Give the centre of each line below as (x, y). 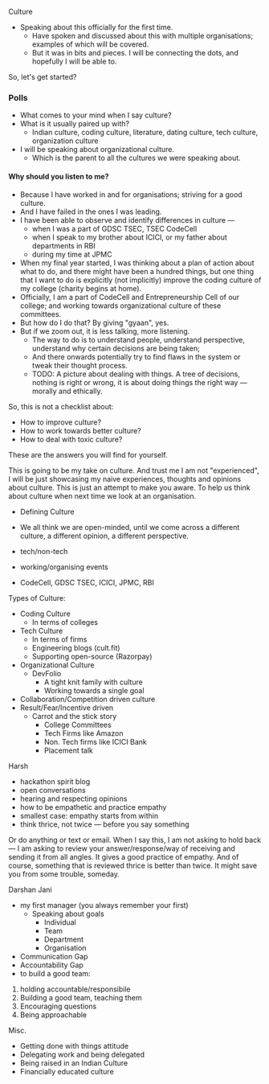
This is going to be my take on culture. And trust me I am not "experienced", (134, 470)
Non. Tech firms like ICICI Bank (95, 741)
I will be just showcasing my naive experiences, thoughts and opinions (125, 478)
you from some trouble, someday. (64, 874)
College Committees (77, 725)
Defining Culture (47, 511)
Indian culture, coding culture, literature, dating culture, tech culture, (145, 133)
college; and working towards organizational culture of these (120, 306)
